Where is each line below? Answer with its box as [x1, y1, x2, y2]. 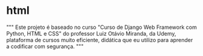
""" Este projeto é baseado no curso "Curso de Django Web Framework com [6, 23, 197, 31]
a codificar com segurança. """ [6, 43, 84, 50]
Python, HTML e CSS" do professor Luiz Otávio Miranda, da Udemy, [6, 30, 176, 37]
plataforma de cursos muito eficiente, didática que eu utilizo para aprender [6, 36, 193, 43]
